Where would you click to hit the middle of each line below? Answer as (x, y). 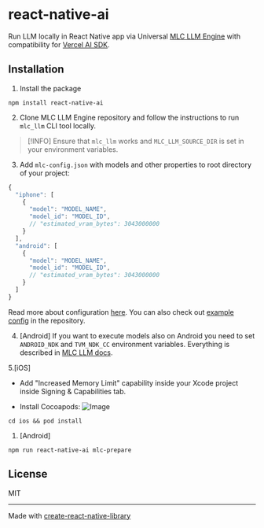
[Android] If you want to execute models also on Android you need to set (137, 335)
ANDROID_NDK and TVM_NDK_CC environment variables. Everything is (125, 344)
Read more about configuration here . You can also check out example (121, 312)
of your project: (44, 173)
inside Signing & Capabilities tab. (73, 391)
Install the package (50, 88)
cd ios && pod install (45, 421)
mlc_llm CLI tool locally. (58, 126)
